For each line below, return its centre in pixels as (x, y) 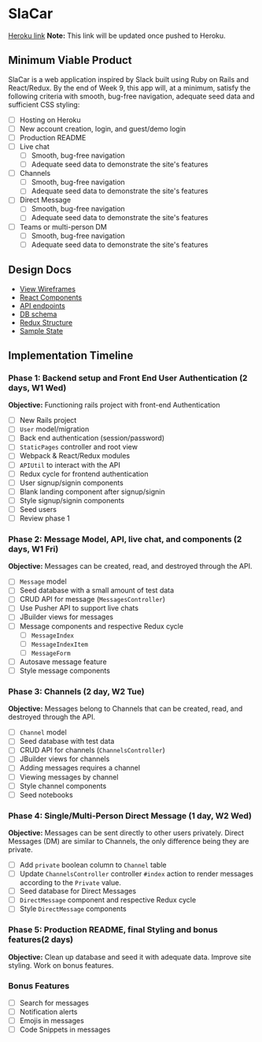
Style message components (65, 670)
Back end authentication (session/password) (92, 438)
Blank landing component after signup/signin (92, 491)
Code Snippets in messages (65, 1029)
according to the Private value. (70, 883)
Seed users (38, 509)
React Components (51, 297)
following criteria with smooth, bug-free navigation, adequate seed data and (131, 96)
